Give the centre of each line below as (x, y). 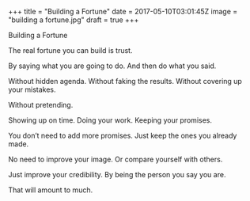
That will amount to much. (51, 190)
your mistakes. (32, 89)
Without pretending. (41, 105)
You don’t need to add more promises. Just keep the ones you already (123, 135)
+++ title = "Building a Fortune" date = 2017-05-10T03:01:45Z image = (123, 11)
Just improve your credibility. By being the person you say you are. (117, 174)
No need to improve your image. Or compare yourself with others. (116, 159)
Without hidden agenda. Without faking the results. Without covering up (125, 81)
